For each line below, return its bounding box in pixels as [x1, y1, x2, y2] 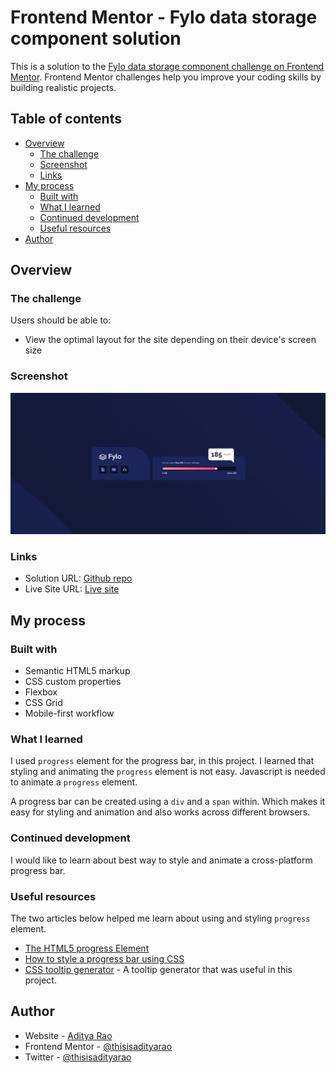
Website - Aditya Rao [24, 1029, 113, 1041]
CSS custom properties [24, 676, 122, 688]
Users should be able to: [10, 314, 112, 326]
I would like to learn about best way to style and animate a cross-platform [10, 854, 313, 866]
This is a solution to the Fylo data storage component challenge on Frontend [10, 60, 325, 72]
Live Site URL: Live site [24, 583, 120, 595]
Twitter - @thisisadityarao [24, 1051, 132, 1063]
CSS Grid [24, 697, 63, 709]
